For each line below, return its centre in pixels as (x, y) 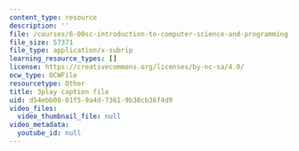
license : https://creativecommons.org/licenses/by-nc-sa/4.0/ (127, 68)
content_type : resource (53, 17)
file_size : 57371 (41, 42)
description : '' (39, 26)
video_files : (33, 108)
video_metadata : (39, 125)
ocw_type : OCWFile (43, 75)
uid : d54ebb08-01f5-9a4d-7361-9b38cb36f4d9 (91, 100)
